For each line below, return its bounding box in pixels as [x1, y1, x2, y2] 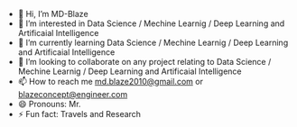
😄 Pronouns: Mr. [17, 99, 81, 109]
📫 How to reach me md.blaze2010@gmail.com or [17, 77, 203, 86]
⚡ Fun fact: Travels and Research [17, 109, 142, 119]
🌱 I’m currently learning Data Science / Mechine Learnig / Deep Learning [17, 37, 289, 48]
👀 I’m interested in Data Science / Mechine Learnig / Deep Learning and [17, 18, 285, 29]
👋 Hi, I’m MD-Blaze [17, 9, 88, 19]
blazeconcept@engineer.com [17, 89, 128, 99]
